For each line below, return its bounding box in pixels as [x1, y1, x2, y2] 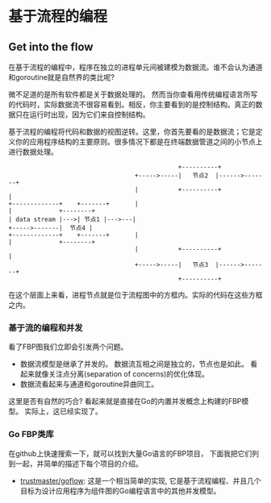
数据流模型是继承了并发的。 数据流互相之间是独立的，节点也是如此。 [19, 360, 248, 369]
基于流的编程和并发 [8, 322, 83, 333]
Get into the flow [8, 39, 94, 53]
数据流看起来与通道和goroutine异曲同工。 [19, 380, 159, 389]
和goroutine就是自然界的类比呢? [8, 73, 115, 81]
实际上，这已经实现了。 [23, 406, 102, 416]
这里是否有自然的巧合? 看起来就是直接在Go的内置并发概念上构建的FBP [8, 397, 242, 406]
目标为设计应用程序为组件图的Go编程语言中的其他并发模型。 [19, 485, 221, 496]
